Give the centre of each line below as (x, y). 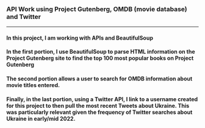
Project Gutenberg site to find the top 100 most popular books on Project (100, 58)
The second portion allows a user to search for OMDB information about (99, 79)
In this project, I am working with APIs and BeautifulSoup (80, 38)
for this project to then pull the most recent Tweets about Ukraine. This (98, 105)
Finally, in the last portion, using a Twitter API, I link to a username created (102, 99)
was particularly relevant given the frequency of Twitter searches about (99, 112)
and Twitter (24, 16)
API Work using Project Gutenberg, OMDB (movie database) (97, 9)
